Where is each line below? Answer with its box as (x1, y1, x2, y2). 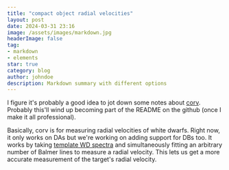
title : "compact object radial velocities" (7, 10, 134, 17)
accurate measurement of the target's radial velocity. (7, 155, 157, 164)
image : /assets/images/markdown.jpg (7, 29, 112, 36)
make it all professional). (7, 113, 77, 122)
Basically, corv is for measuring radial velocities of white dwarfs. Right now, (7, 126, 221, 134)
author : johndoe (7, 73, 53, 81)
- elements (7, 55, 38, 61)
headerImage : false (7, 36, 63, 42)
